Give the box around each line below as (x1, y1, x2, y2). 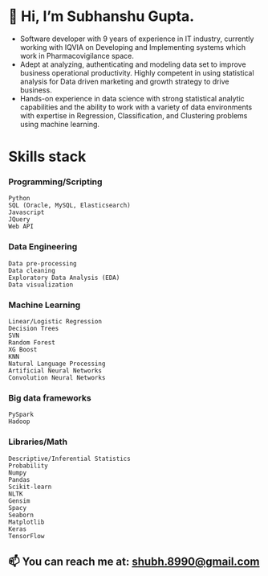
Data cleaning (8, 266, 56, 274)
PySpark (8, 410, 35, 419)
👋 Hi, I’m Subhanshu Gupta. (8, 7, 195, 26)
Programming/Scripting (8, 176, 103, 187)
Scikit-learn (8, 483, 52, 491)
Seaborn (8, 511, 35, 519)
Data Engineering (8, 241, 78, 253)
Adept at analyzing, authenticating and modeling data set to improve (19, 60, 246, 69)
